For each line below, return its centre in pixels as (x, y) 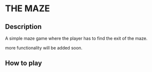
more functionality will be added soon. (44, 48)
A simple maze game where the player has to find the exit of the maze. (76, 38)
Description (23, 27)
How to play (24, 63)
